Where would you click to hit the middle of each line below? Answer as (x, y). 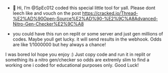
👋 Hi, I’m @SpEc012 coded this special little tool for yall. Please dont (84, 8)
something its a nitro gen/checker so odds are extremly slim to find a (77, 60)
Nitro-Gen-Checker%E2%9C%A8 (48, 24)
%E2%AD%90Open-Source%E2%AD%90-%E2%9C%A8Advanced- (85, 19)
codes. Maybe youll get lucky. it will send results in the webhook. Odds (87, 39)
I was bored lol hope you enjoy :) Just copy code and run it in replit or (78, 54)
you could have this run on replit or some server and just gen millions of (88, 34)
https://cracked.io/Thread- (110, 13)
